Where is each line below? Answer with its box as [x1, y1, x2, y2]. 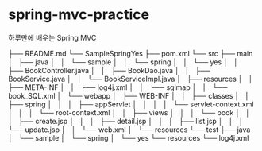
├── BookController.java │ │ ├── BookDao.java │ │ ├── [8, 65, 210, 75]
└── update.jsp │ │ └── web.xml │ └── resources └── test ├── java [8, 125, 251, 134]
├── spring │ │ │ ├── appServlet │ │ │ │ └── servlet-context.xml [8, 99, 254, 109]
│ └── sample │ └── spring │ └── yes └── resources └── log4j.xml [8, 133, 249, 142]
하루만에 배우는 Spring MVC [8, 33, 97, 42]
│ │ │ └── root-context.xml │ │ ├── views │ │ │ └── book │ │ [8, 107, 251, 117]
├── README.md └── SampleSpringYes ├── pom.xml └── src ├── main [8, 48, 253, 58]
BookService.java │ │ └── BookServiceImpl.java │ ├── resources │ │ [8, 74, 253, 83]
